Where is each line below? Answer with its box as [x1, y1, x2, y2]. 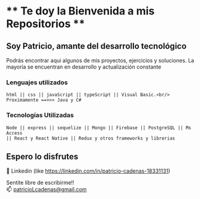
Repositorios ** [6, 17, 85, 31]
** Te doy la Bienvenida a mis [6, 4, 155, 18]
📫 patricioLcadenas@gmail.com [6, 186, 87, 193]
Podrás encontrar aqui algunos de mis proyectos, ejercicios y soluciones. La [6, 57, 195, 64]
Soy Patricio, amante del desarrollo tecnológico [6, 41, 187, 51]
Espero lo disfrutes [6, 152, 79, 162]
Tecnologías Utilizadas [6, 111, 74, 120]
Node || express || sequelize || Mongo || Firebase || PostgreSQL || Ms [6, 124, 192, 130]
